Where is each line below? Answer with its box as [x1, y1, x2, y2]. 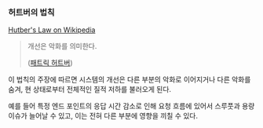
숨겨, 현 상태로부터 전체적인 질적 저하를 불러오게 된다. [8, 85, 171, 94]
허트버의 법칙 [8, 6, 55, 17]
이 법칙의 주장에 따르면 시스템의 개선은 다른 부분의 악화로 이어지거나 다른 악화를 [8, 75, 251, 84]
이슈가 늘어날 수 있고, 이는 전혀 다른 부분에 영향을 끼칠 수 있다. [8, 112, 199, 121]
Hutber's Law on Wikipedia [8, 25, 96, 35]
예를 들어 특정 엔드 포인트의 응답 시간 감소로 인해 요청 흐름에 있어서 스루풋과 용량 [8, 101, 255, 111]
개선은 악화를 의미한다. [27, 42, 97, 51]
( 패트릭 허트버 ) [27, 58, 73, 68]
